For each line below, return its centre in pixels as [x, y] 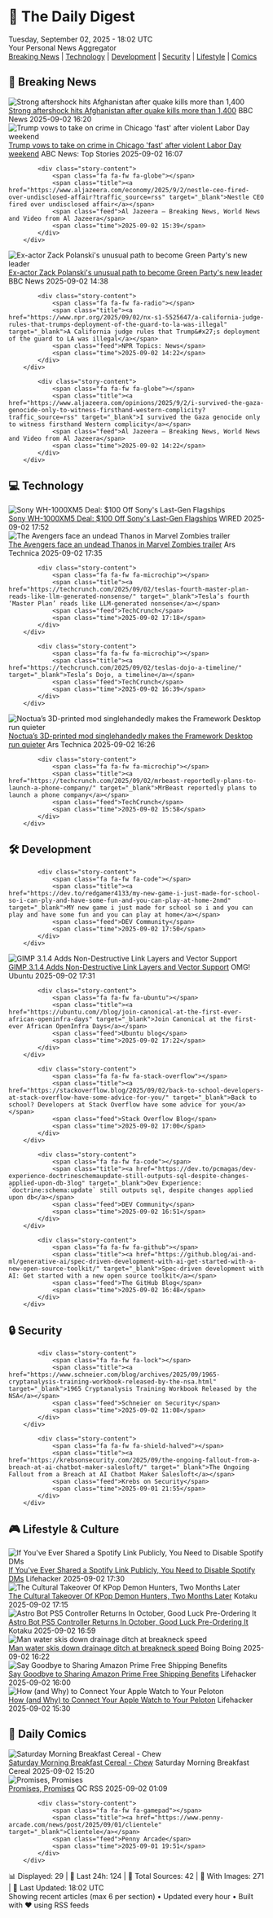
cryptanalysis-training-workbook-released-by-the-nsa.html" [113, 1382]
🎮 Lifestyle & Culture [64, 1529]
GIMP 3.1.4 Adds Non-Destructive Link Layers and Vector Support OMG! [130, 967]
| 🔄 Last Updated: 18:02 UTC [56, 1887]
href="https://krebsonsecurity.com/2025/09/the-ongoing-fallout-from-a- [134, 1460]
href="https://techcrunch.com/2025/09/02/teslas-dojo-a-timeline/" [125, 667]
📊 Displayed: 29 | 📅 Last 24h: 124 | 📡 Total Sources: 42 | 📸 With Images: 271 [136, 1876]
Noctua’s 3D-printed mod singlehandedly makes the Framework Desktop [131, 736]
